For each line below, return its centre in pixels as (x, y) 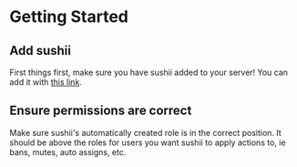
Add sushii (40, 51)
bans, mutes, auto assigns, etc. (68, 151)
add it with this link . (46, 82)
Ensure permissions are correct (101, 111)
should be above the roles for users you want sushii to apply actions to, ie (148, 142)
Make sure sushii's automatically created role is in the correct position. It (146, 132)
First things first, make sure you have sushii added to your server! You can (149, 72)
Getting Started (69, 17)
